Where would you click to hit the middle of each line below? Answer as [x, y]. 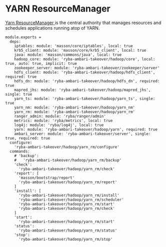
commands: [20, 151]
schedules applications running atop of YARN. [52, 28]
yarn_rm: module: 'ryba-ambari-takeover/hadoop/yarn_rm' [75, 112]
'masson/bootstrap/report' [46, 178]
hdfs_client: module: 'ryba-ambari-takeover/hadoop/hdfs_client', [85, 72]
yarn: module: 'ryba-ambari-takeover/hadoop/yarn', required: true [86, 129]
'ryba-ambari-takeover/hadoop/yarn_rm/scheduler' [71, 200]
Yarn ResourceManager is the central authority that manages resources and [83, 23]
